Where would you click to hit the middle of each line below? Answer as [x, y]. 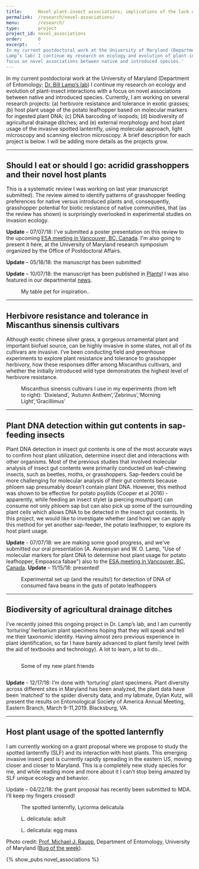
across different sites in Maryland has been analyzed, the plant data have [96, 689]
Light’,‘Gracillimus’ [43, 402]
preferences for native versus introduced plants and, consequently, [88, 202]
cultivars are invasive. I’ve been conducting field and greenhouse [86, 352]
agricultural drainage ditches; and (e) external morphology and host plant [96, 122]
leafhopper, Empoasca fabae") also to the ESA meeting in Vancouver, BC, [96, 561]
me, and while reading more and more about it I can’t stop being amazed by [98, 771]
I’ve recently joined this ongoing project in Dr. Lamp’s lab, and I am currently [99, 624]
